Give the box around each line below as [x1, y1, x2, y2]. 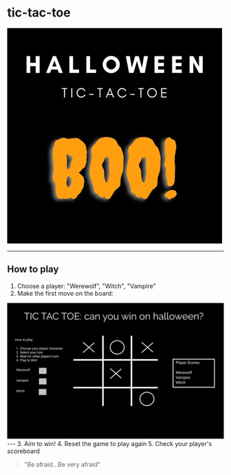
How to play [7, 263, 59, 275]
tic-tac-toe [7, 5, 71, 21]
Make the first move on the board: [16, 289, 113, 297]
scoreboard [7, 447, 40, 455]
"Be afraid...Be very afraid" [23, 460, 101, 468]
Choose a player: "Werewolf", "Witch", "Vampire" [16, 281, 157, 290]
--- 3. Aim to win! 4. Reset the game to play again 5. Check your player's [7, 439, 212, 447]
